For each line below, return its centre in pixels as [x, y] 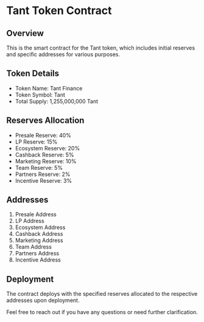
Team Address [33, 247]
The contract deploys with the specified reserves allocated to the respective [102, 294]
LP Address [30, 221]
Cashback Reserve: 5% [44, 155]
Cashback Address [39, 234]
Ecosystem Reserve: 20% [47, 148]
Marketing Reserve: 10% [46, 161]
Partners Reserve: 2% [43, 174]
